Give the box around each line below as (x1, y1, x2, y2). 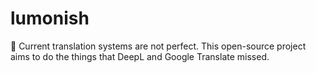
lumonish (10, 7, 90, 30)
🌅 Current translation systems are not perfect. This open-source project (10, 40, 307, 52)
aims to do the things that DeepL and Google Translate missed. (10, 50, 270, 62)
